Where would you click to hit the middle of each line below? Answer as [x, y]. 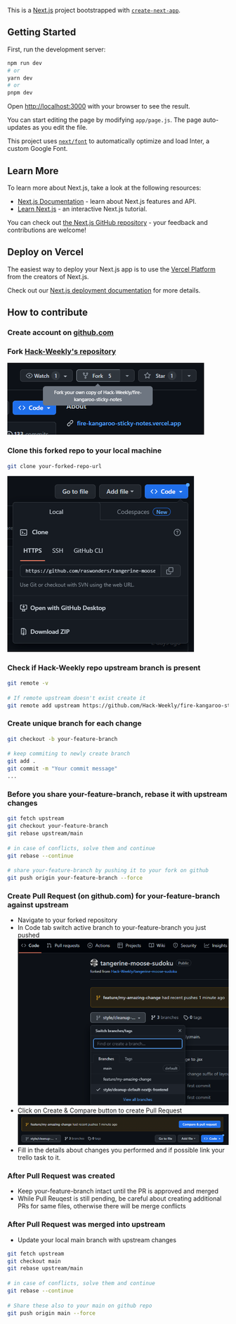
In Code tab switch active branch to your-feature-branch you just [112, 928]
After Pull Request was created [61, 1175]
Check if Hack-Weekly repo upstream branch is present [104, 668]
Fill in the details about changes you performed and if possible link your [121, 1150]
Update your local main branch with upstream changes [97, 1239]
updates [19, 128]
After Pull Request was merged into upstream [86, 1225]
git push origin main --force [52, 1313]
